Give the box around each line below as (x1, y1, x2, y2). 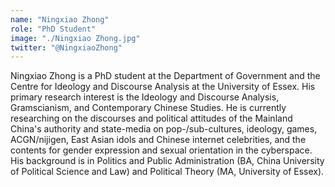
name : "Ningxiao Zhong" (10, 14, 110, 25)
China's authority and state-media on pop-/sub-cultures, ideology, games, (10, 123, 318, 135)
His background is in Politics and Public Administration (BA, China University (10, 155, 325, 167)
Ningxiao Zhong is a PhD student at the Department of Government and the (10, 70, 321, 82)
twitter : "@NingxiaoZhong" (10, 42, 123, 53)
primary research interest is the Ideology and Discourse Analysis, (10, 91, 280, 103)
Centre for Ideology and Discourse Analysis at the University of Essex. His (10, 81, 316, 93)
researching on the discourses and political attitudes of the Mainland (10, 112, 293, 125)
